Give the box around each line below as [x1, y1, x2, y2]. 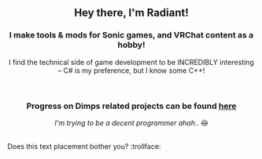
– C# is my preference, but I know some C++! [57, 66, 205, 75]
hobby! [117, 39, 146, 50]
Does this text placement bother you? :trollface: [7, 141, 161, 151]
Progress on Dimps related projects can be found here [26, 100, 237, 111]
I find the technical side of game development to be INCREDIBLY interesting [8, 57, 255, 67]
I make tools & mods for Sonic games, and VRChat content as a [9, 30, 254, 41]
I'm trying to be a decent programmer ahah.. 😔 [54, 117, 209, 128]
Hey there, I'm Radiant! [73, 6, 190, 20]
